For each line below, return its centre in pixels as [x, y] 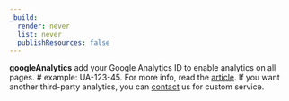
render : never [44, 26]
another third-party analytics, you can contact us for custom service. [137, 87]
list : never [40, 34]
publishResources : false [64, 42]
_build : [24, 17]
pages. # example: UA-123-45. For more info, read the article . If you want [144, 78]
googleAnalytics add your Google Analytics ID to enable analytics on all [143, 68]
